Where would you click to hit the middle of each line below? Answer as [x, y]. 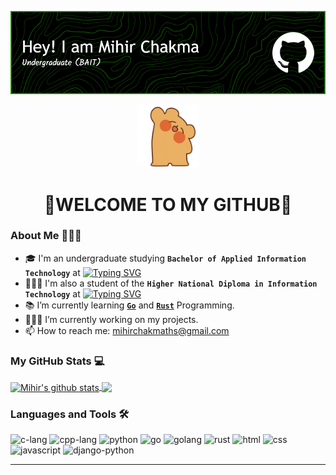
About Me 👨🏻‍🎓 [46, 236]
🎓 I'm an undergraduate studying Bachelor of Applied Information [165, 258]
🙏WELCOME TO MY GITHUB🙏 [168, 204]
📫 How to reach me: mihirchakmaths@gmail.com [127, 330]
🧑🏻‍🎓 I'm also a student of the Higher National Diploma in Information [171, 283]
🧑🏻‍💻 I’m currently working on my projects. [111, 319]
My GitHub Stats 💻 [57, 361]
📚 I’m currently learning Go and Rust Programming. [129, 305]
